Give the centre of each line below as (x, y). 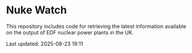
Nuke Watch (37, 10)
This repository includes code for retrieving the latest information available (96, 26)
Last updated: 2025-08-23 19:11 (45, 44)
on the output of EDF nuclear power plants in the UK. (70, 32)
